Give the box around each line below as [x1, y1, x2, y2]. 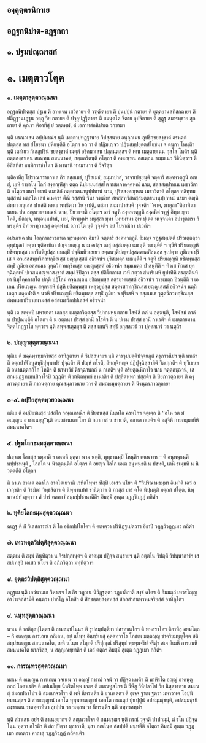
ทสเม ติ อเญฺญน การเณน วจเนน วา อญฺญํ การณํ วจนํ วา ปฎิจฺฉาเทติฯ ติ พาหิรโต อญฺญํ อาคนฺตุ [7, 675, 193, 683]
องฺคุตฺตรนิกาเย [7, 5, 50, 15]
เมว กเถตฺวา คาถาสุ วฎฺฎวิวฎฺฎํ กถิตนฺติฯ [7, 729, 85, 737]
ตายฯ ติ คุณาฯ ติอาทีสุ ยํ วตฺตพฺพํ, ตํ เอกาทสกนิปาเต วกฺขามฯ [7, 121, 125, 128]
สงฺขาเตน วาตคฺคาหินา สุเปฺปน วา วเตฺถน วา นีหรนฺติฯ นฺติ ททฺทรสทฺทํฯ [7, 703, 143, 711]
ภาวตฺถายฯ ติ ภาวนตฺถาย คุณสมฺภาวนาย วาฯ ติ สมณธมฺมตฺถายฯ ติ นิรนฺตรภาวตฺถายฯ [7, 379, 171, 387]
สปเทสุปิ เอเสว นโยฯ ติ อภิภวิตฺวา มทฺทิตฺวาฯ [7, 559, 94, 567]
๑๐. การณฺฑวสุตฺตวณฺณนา [7, 661, 67, 670]
